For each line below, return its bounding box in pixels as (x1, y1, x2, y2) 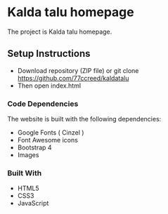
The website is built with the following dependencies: (7, 115, 162, 123)
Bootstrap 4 (17, 143, 52, 152)
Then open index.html (17, 81, 82, 90)
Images (17, 151, 39, 159)
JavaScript (17, 199, 49, 208)
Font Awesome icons (17, 136, 79, 145)
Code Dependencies (7, 99, 79, 109)
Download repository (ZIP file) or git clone (17, 66, 139, 74)
